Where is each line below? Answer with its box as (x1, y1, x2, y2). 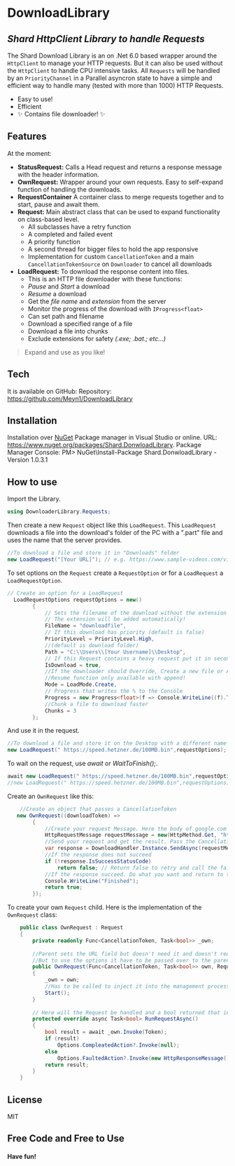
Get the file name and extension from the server (27, 297, 166, 305)
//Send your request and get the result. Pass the (44, 838, 196, 845)
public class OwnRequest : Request (20, 925, 124, 932)
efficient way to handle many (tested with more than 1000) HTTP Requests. (7, 81, 224, 89)
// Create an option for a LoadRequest (7, 590, 124, 597)
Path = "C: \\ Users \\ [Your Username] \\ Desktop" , (44, 648, 187, 656)
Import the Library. (7, 495, 61, 503)
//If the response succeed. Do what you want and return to (44, 870, 224, 878)
